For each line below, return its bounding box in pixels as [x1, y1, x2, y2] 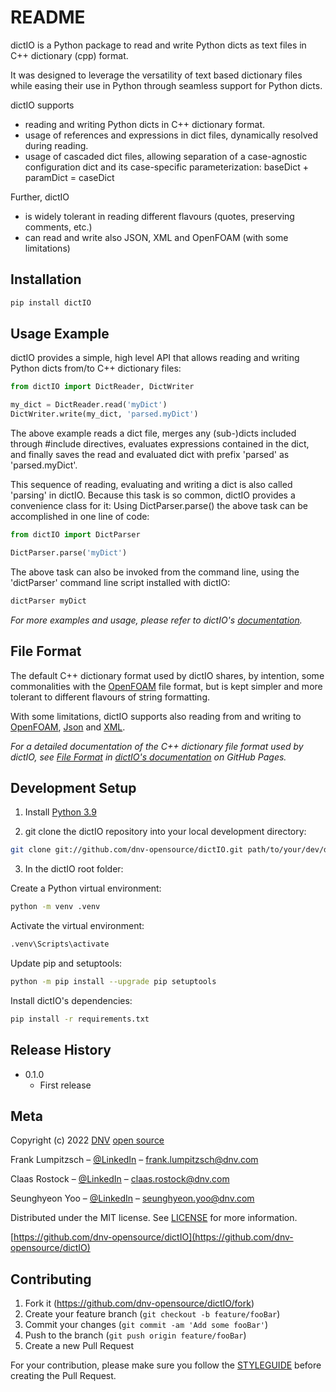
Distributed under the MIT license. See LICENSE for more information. [10, 1212, 298, 1224]
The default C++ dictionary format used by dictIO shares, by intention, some [10, 669, 325, 681]
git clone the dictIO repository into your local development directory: [24, 826, 307, 838]
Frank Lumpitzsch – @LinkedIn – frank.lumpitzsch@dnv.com [10, 1154, 259, 1166]
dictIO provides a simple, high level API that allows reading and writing [10, 352, 300, 364]
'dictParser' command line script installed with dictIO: [10, 576, 231, 588]
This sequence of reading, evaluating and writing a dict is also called [10, 479, 293, 491]
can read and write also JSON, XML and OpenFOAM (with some [24, 231, 289, 243]
